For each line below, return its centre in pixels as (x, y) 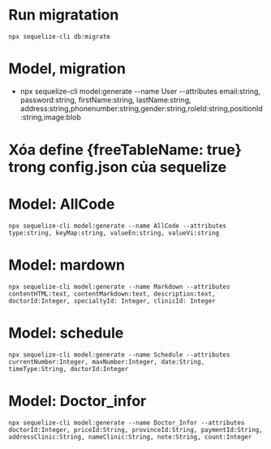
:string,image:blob (50, 117)
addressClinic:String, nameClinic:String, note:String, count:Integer (130, 437)
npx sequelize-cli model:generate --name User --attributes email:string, (140, 91)
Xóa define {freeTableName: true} (125, 150)
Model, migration (67, 69)
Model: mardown (67, 265)
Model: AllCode (62, 204)
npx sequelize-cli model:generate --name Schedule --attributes (119, 355)
